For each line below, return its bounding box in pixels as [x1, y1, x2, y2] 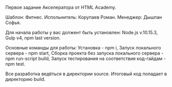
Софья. [5, 20, 21, 25]
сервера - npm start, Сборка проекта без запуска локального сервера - [5, 50, 164, 56]
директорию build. [5, 76, 46, 82]
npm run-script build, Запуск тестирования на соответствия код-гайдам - [5, 55, 166, 62]
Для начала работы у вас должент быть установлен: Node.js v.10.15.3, [5, 30, 158, 35]
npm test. [5, 61, 26, 67]
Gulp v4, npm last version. [5, 35, 61, 41]
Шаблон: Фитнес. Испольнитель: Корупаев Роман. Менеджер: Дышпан [5, 14, 162, 20]
